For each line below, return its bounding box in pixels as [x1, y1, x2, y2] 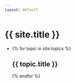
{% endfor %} [11, 73, 41, 79]
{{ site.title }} [4, 28, 60, 40]
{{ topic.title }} [11, 59, 58, 68]
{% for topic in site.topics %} [11, 45, 72, 51]
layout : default [4, 7, 38, 12]
